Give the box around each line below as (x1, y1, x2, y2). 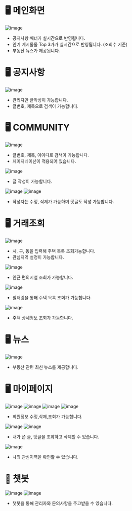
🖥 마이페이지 (5, 383, 53, 395)
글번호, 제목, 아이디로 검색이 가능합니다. (12, 152, 89, 158)
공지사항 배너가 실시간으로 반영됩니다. (12, 35, 86, 41)
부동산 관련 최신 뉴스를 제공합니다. (12, 364, 79, 370)
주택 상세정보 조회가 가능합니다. (12, 315, 73, 321)
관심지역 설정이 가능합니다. (12, 254, 64, 260)
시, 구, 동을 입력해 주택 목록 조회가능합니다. (12, 248, 95, 254)
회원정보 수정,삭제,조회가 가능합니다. (12, 414, 83, 420)
